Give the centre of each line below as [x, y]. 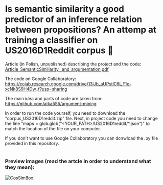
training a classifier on [51, 40]
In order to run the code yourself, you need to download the [65, 113]
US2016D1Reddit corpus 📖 [59, 51]
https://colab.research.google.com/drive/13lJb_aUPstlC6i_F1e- [68, 83]
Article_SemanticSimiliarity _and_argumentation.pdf [57, 69]
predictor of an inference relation [74, 19]
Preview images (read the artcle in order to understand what [78, 161]
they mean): [20, 167]
